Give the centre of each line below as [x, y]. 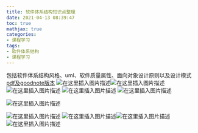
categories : [21, 35]
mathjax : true [24, 29]
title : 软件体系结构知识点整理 [41, 12]
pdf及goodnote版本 [31, 83]
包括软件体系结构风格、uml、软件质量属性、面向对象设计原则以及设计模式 [99, 75]
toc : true [19, 23]
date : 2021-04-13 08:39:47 [41, 18]
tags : [13, 46]
